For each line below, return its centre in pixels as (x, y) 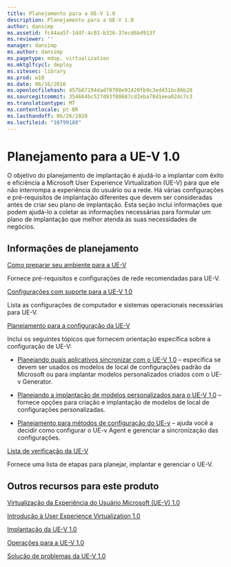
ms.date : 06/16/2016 (37, 84)
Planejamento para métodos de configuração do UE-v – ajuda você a (115, 423)
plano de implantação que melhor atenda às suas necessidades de (102, 219)
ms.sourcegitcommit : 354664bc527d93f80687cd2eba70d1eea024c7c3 (100, 97)
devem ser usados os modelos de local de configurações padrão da (114, 367)
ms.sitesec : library (37, 71)
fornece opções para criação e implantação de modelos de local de (113, 402)
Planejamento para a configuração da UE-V (69, 326)
